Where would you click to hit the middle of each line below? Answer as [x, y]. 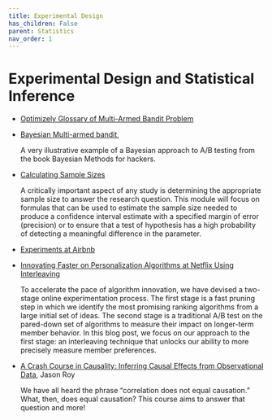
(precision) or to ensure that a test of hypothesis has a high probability [138, 225]
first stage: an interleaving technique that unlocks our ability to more [134, 342]
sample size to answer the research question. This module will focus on [140, 199]
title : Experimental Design [56, 16]
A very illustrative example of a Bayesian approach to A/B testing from [138, 151]
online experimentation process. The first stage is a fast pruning [148, 299]
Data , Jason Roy [47, 374]
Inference [42, 96]
